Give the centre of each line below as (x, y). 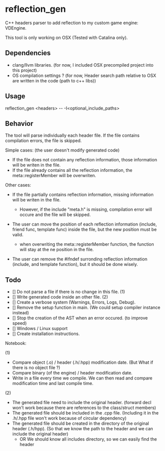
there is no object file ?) (36, 368)
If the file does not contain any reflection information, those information (85, 160)
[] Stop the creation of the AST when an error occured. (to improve (80, 318)
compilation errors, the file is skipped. (44, 141)
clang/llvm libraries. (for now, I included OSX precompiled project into (83, 65)
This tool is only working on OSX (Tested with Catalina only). (66, 38)
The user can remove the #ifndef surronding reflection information (80, 259)
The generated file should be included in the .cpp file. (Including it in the (85, 413)
